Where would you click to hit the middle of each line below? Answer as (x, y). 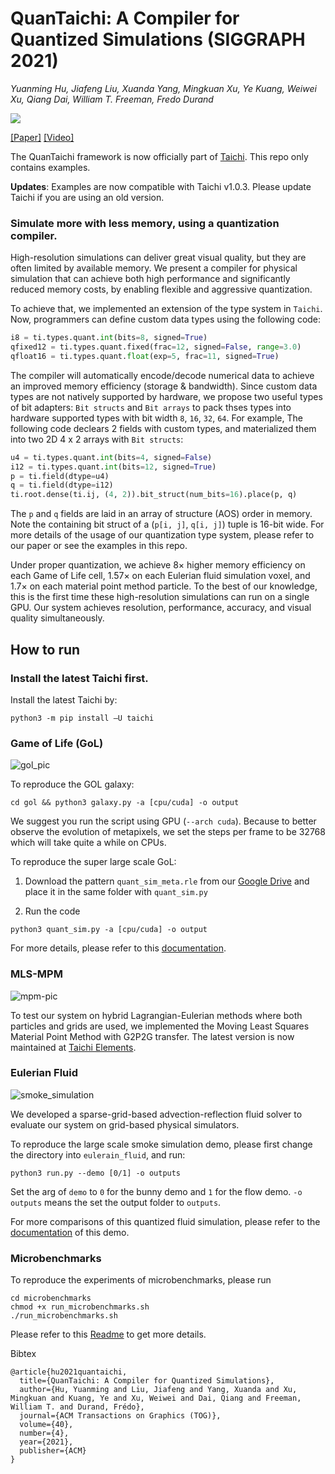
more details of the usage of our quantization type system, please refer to (162, 535)
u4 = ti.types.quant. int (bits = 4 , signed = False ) (111, 457)
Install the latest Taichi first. (79, 678)
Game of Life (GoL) (57, 743)
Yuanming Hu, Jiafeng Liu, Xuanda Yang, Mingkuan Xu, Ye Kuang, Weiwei (163, 88)
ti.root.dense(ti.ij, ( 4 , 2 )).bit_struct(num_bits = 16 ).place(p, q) (154, 495)
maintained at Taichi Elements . (73, 1047)
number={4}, (44, 1433)
